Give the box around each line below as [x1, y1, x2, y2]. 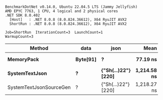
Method [30, 45, 49, 51]
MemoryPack [7, 56, 39, 63]
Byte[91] [75, 56, 97, 63]
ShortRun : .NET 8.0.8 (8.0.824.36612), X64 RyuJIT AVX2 [9, 21, 127, 26]
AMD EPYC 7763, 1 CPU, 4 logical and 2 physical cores [5, 9, 118, 14]
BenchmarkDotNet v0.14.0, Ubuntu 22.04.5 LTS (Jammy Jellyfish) [5, 4, 138, 9]
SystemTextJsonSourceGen [7, 84, 71, 90]
